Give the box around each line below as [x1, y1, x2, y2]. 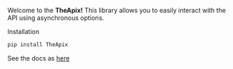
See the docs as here [7, 53, 70, 63]
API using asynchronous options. [7, 14, 105, 22]
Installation [7, 28, 40, 36]
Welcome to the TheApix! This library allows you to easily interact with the [7, 6, 227, 14]
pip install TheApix [7, 41, 69, 48]
